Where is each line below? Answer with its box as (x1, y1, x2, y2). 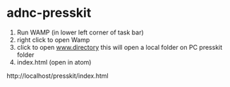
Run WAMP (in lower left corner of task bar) (16, 28, 144, 36)
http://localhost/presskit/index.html (6, 72, 109, 80)
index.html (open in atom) (16, 58, 92, 66)
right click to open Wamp (16, 35, 90, 43)
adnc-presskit (6, 5, 92, 21)
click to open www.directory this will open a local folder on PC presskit (16, 43, 223, 51)
